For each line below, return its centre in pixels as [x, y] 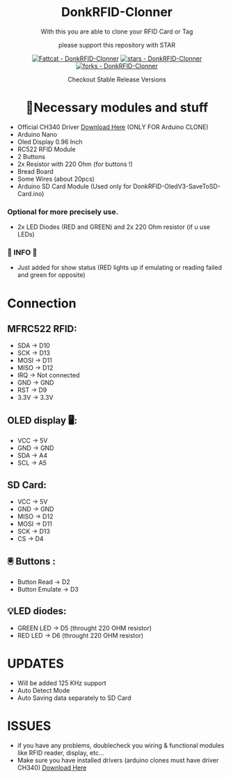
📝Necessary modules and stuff [117, 108]
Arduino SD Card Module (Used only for [74, 186]
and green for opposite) [51, 275]
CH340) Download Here [52, 768]
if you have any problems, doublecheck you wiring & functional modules [121, 745]
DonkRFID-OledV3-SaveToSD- [177, 186]
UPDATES [36, 663]
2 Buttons [31, 156]
